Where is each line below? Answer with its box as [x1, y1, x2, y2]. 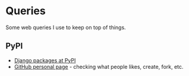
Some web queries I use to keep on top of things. [5, 24, 126, 31]
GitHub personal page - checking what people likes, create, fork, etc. [14, 63, 184, 70]
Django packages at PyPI [14, 56, 76, 64]
